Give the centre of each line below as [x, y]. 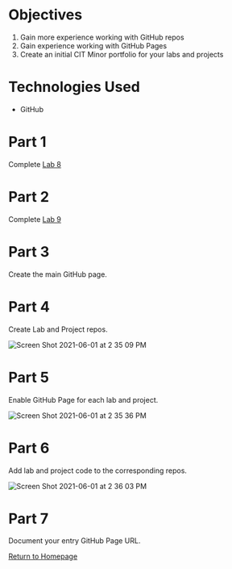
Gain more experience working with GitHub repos [102, 37]
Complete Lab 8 [35, 164]
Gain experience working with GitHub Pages [93, 45]
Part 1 [27, 142]
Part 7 [29, 519]
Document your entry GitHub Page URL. [75, 541]
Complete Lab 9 [35, 219]
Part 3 [29, 251]
